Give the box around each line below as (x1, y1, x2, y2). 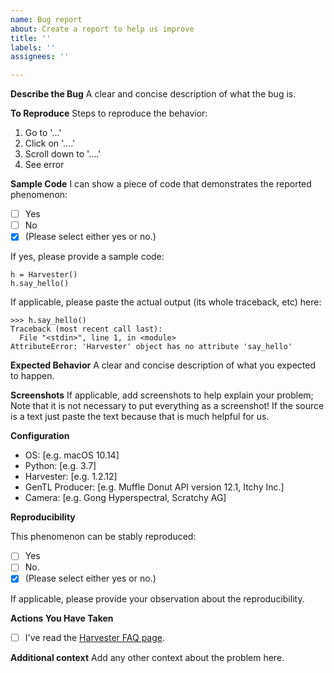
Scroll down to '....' (24, 148, 102, 160)
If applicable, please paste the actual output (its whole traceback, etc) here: (10, 296, 322, 308)
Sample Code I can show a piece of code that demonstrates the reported (10, 178, 312, 190)
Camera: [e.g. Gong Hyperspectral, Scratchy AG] (24, 492, 227, 504)
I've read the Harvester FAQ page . (24, 631, 166, 643)
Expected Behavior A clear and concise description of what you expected (10, 359, 316, 371)
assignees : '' (10, 52, 70, 62)
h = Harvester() (10, 270, 78, 280)
